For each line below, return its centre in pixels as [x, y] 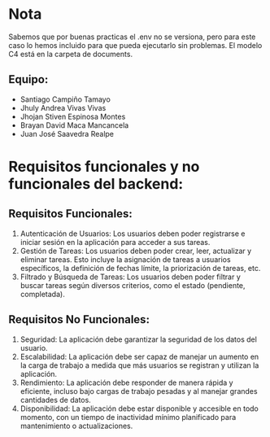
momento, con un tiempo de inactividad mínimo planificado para [128, 417]
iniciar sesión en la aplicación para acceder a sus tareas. [115, 242]
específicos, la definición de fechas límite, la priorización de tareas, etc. [140, 268]
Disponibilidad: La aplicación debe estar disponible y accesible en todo [139, 409]
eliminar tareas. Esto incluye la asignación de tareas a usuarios [125, 259]
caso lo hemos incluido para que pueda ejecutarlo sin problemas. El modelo [135, 45]
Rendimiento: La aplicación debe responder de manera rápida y [126, 382]
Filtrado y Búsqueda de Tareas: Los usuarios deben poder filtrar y [131, 277]
